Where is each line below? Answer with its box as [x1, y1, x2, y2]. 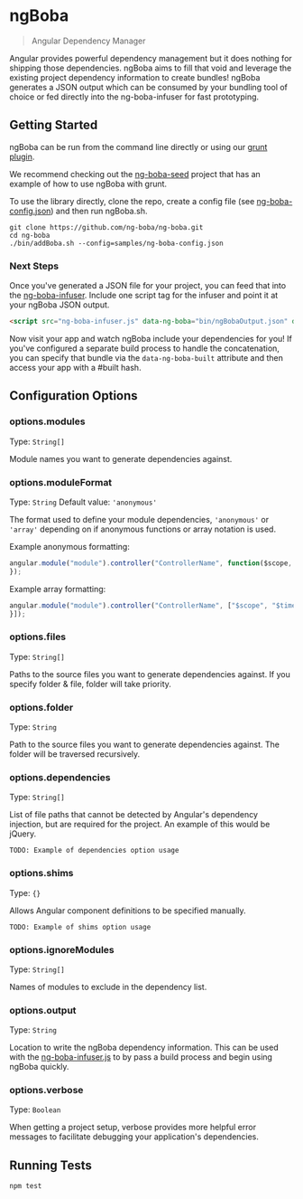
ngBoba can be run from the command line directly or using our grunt [9, 141, 268, 152]
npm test [9, 1182, 42, 1191]
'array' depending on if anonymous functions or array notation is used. [9, 524, 277, 534]
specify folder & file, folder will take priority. [9, 678, 171, 689]
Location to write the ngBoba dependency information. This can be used [9, 1042, 279, 1053]
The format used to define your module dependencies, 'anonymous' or [9, 514, 269, 524]
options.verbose [9, 1084, 84, 1097]
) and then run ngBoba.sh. [50, 205, 148, 216]
